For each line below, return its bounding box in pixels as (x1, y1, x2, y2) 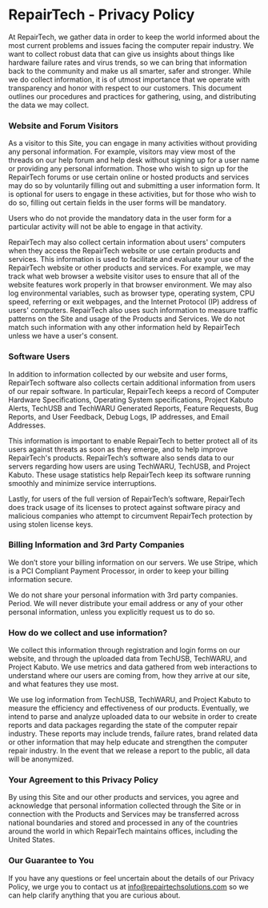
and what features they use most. (8, 679, 119, 689)
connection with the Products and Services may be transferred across (8, 810, 240, 819)
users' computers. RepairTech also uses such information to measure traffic (8, 306, 258, 315)
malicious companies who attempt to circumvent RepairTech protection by (8, 511, 254, 520)
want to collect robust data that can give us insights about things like (8, 49, 234, 58)
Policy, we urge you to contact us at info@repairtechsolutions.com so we (8, 882, 250, 891)
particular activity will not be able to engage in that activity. (8, 222, 203, 231)
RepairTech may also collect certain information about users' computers (8, 238, 246, 247)
